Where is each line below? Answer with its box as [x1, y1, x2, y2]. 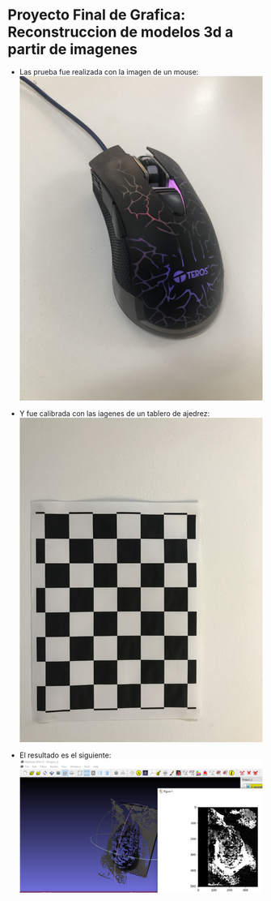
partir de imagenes [7, 41, 138, 58]
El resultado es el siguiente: [19, 750, 112, 760]
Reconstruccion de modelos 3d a [7, 23, 234, 41]
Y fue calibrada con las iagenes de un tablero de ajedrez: [19, 409, 210, 418]
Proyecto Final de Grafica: [7, 6, 186, 24]
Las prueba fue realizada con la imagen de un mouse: [19, 67, 199, 76]
